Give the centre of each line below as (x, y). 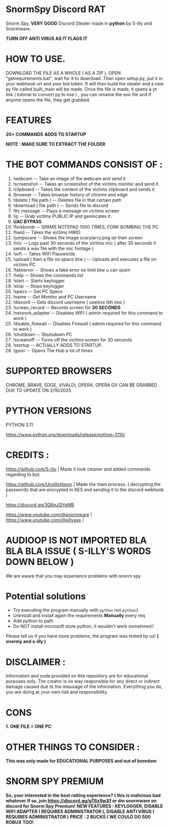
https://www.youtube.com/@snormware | (49, 514)
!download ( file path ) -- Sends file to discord (61, 205)
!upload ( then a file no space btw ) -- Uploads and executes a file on (85, 259)
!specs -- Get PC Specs (38, 291)
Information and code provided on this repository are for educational (77, 676)
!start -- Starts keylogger (39, 280)
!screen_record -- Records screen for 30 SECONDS (67, 308)
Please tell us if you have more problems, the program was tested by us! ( (82, 636)
